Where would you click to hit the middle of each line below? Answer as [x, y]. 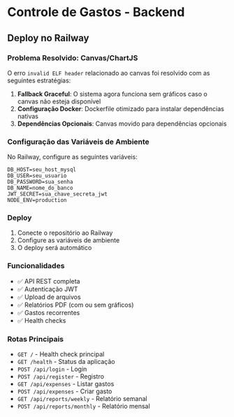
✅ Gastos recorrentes [49, 312]
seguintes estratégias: [39, 80]
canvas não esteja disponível [59, 101]
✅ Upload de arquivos [49, 297]
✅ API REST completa [49, 281]
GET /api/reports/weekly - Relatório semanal [82, 399]
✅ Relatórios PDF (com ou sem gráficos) [75, 305]
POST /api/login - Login [52, 369]
